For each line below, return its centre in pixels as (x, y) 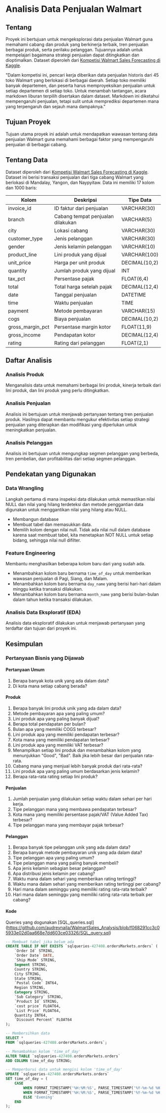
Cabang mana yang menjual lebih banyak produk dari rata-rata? (77, 766)
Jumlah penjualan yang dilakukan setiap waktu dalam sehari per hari (82, 799)
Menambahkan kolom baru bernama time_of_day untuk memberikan (82, 573)
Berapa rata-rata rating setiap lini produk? (55, 776)
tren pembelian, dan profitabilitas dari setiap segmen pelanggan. (71, 459)
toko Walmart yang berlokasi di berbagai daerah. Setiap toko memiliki (76, 80)
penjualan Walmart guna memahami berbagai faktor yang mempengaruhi (80, 139)
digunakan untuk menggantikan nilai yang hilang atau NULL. (66, 510)
